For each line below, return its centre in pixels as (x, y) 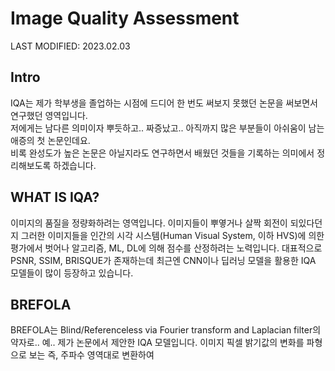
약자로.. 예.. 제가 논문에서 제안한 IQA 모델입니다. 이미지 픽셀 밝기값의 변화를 (157, 343)
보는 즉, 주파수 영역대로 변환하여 (91, 355)
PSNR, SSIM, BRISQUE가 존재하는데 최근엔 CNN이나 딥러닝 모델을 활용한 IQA (163, 260)
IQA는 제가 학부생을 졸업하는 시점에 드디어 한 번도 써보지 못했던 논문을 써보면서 (164, 103)
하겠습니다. (75, 165)
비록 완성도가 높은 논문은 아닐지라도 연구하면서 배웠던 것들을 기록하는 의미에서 (162, 153)
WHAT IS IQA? (55, 197)
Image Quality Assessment (125, 18)
